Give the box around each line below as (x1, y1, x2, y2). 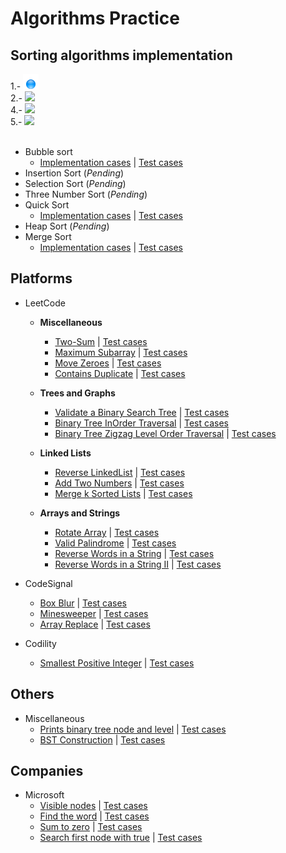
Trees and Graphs (39, 387, 116, 399)
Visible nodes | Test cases (39, 800, 148, 812)
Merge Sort (24, 231, 72, 242)
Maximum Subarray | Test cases (54, 346, 188, 358)
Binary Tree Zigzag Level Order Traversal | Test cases (54, 427, 277, 439)
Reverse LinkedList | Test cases (54, 466, 186, 478)
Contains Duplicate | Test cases (54, 367, 186, 379)
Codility (24, 637, 57, 649)
